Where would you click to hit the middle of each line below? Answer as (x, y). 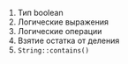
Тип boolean (40, 13)
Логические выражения (63, 22)
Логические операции (60, 31)
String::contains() (53, 51)
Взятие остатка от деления (68, 40)
